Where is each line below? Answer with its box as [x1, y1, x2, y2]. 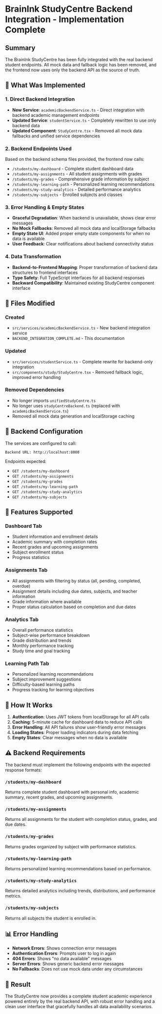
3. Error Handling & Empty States [5, 204, 84, 211]
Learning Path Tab [5, 660, 49, 667]
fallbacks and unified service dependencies [12, 133, 100, 139]
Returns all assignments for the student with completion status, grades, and [5, 816, 157, 822]
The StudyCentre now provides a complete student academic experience [5, 993, 152, 999]
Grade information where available [12, 598, 82, 604]
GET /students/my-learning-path [12, 484, 78, 489]
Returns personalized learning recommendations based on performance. [5, 866, 151, 872]
